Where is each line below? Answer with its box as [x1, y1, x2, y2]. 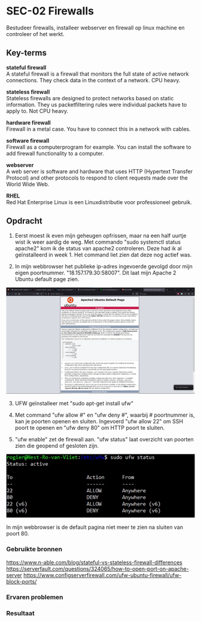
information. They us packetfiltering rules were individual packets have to [6, 101, 187, 108]
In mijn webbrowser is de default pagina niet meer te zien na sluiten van [6, 524, 184, 531]
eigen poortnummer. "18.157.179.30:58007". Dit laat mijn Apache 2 [14, 269, 176, 276]
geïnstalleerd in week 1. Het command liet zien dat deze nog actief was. [14, 251, 192, 258]
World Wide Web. [6, 180, 50, 187]
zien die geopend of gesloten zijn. [14, 442, 99, 450]
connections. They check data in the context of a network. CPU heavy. [6, 76, 181, 83]
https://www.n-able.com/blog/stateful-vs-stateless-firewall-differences [6, 558, 182, 566]
